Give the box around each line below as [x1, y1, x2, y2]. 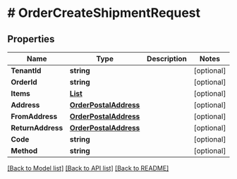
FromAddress [11, 111, 58, 121]
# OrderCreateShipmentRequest [7, 5, 201, 21]
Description [147, 54, 187, 63]
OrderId [11, 78, 37, 87]
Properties [7, 33, 55, 45]
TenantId [11, 66, 42, 75]
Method [11, 146, 38, 156]
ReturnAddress [11, 123, 63, 132]
